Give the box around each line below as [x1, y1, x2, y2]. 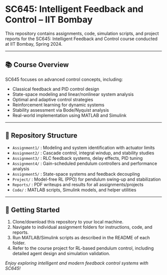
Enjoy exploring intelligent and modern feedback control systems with [5, 260, 149, 266]
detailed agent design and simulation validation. [12, 251, 110, 257]
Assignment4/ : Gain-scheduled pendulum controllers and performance [12, 160, 158, 166]
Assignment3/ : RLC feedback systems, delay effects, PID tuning [12, 155, 143, 161]
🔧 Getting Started [5, 206, 60, 214]
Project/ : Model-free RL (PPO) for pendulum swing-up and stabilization [12, 176, 161, 182]
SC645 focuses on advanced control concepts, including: [5, 76, 123, 82]
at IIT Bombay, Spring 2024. [5, 41, 63, 47]
